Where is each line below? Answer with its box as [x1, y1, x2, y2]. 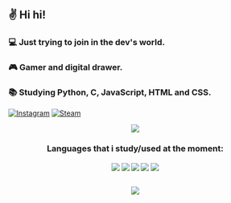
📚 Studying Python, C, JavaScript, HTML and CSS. [8, 87, 212, 98]
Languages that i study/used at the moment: [47, 143, 224, 154]
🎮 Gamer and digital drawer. [8, 62, 123, 73]
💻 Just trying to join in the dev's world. [8, 37, 165, 48]
